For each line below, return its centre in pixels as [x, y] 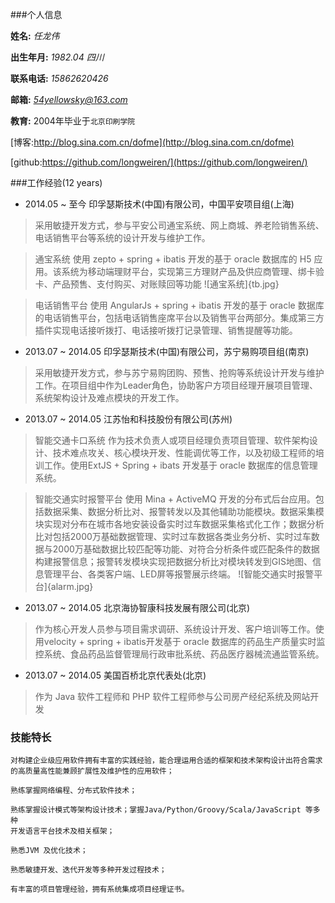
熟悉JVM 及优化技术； [49, 851]
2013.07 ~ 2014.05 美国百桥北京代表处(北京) [115, 675]
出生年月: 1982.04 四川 [57, 57]
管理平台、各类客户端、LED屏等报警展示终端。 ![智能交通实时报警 [179, 574]
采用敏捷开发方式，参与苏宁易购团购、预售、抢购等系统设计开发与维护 [179, 372]
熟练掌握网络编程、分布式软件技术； [74, 791]
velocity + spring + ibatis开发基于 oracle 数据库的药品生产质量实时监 [184, 641]
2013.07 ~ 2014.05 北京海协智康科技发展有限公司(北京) [137, 607]
